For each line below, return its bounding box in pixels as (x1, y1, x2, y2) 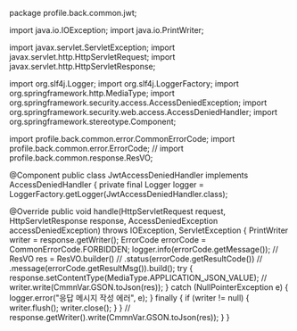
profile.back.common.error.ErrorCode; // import (9, 143, 185, 153)
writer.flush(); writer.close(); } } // (9, 302, 131, 313)
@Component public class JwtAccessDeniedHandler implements (9, 170, 249, 180)
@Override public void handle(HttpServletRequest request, (9, 206, 226, 217)
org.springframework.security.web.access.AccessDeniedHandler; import (9, 107, 278, 117)
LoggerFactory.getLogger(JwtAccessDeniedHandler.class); (9, 189, 228, 199)
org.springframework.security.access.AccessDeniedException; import (9, 97, 268, 108)
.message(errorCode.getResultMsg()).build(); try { (9, 263, 194, 273)
